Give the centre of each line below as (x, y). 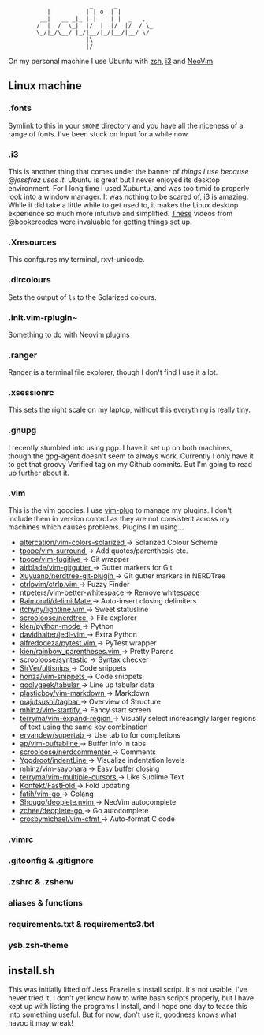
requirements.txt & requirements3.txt (82, 924)
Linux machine (45, 86)
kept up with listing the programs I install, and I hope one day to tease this (128, 1007)
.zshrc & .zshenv (41, 881)
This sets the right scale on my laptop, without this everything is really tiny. (129, 410)
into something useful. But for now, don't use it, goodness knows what (123, 1014)
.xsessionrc (31, 393)
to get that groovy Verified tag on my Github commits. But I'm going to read (130, 464)
